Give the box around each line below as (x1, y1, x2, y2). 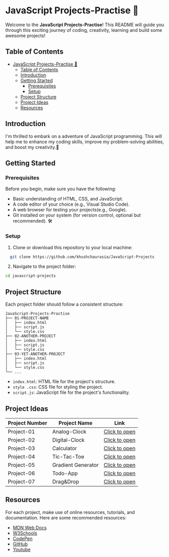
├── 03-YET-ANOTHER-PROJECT (5, 351, 66, 357)
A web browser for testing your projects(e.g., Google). (12, 207, 127, 213)
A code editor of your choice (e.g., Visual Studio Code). (12, 201, 130, 207)
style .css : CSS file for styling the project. (12, 384, 103, 390)
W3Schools (12, 530, 37, 536)
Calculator (52, 445, 77, 452)
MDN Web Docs (12, 524, 47, 530)
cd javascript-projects (5, 273, 56, 278)
